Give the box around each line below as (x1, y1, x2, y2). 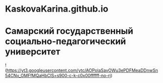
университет (5, 46, 61, 57)
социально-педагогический (5, 36, 126, 47)
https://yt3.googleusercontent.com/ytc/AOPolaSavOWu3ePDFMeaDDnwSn (6, 67, 158, 73)
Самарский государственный (5, 26, 133, 37)
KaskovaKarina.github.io (5, 3, 108, 15)
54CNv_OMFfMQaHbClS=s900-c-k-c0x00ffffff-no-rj (5, 73, 111, 79)
